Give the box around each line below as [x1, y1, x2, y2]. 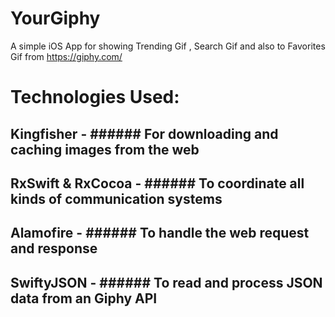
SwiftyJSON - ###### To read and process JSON [10, 274, 323, 291]
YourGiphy [10, 7, 101, 30]
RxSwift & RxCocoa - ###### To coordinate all [10, 175, 305, 192]
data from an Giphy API [10, 290, 158, 307]
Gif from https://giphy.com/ [10, 50, 123, 62]
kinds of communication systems [10, 190, 223, 207]
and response [10, 240, 98, 257]
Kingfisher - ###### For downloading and [10, 125, 279, 142]
